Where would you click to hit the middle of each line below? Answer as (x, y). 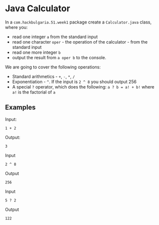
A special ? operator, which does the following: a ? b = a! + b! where (83, 87)
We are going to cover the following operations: (53, 67)
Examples (20, 107)
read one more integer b (36, 52)
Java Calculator (38, 9)
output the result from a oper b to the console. (59, 57)
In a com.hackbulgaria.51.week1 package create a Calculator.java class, (78, 22)
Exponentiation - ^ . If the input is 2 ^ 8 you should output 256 (74, 82)
